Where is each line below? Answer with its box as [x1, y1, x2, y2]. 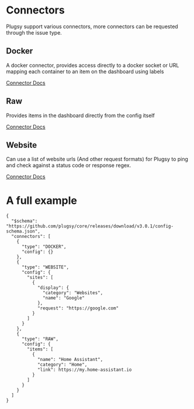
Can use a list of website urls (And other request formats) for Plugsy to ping [6, 156, 189, 163]
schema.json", [6, 229, 41, 234]
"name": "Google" [43, 295, 85, 301]
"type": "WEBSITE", [21, 264, 69, 270]
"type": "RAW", [21, 336, 59, 342]
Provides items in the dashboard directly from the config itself [6, 112, 155, 119]
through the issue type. [6, 29, 63, 36]
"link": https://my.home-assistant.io [37, 367, 132, 373]
